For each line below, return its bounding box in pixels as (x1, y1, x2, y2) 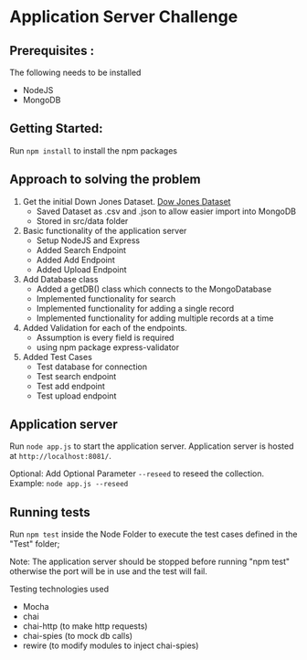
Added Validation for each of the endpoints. (22, 322, 187, 333)
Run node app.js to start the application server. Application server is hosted (9, 441, 294, 452)
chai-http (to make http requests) (22, 621, 148, 632)
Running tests (9, 505, 91, 520)
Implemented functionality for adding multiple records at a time (36, 313, 274, 324)
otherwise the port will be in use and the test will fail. (9, 566, 207, 577)
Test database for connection (36, 361, 148, 372)
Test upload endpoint (36, 390, 117, 401)
